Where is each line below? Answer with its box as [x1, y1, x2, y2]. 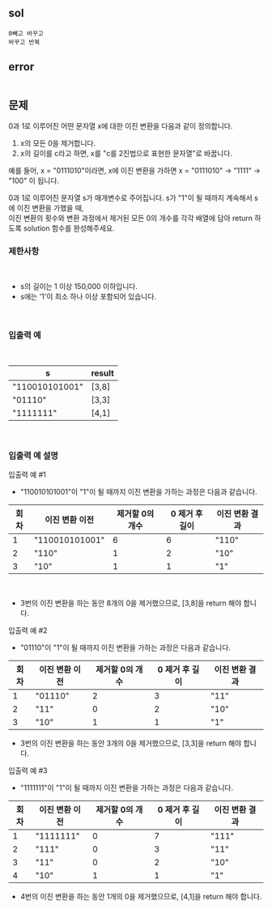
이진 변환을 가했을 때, [16, 203, 84, 213]
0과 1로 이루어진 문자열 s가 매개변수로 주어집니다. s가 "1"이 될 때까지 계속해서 [8, 193, 253, 203]
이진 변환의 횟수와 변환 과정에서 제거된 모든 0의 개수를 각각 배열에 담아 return [8, 214, 253, 223]
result [91, 367, 115, 379]
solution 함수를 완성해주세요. [23, 223, 115, 233]
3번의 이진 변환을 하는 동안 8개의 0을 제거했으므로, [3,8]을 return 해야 [19, 598, 242, 608]
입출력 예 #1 [8, 469, 46, 480]
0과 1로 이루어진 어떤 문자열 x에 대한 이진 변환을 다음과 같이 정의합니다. [8, 121, 233, 131]
